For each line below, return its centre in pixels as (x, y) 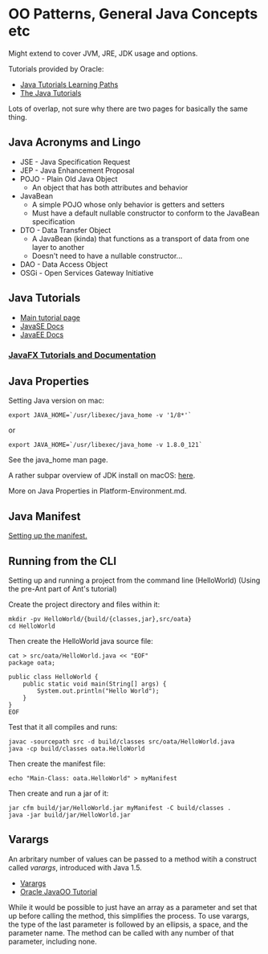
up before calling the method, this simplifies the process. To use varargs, (129, 915)
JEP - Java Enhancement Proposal (77, 170)
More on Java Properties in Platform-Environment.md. (97, 491)
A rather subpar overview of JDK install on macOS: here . (102, 476)
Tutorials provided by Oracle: (56, 68)
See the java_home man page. (58, 460)
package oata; (32, 663)
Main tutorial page (50, 317)
